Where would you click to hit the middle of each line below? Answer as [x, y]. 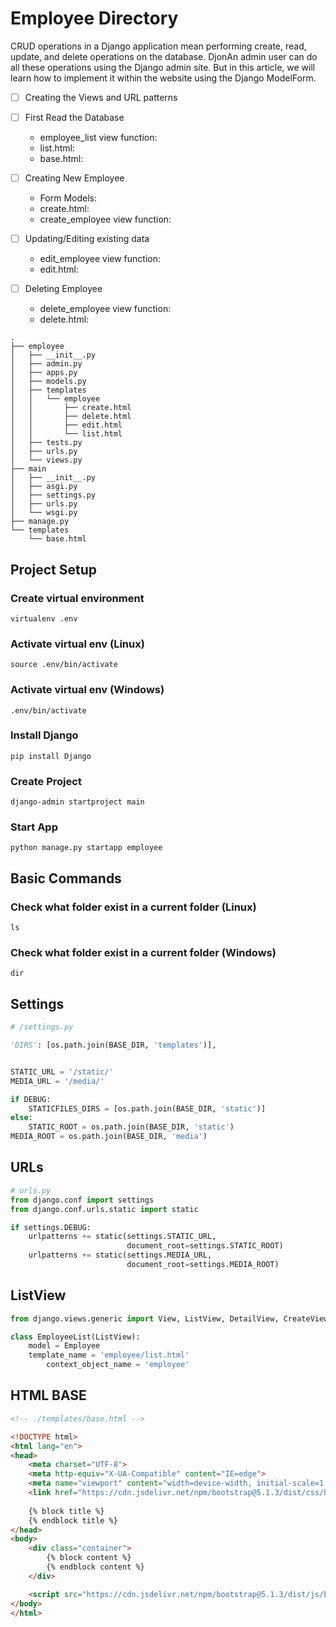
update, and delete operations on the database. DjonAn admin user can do [164, 56]
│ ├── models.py [48, 382]
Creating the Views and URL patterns [101, 97]
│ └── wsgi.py [44, 513]
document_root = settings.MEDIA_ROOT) [203, 1265]
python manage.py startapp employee [86, 848]
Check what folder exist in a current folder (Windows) [143, 953]
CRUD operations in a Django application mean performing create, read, [158, 46]
